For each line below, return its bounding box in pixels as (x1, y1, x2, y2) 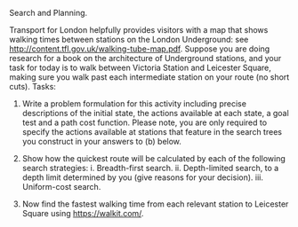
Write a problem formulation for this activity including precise (21, 98, 247, 109)
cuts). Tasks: (9, 82, 56, 91)
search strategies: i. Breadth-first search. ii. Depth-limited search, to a (21, 163, 279, 173)
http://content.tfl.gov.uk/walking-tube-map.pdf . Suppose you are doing (9, 43, 270, 54)
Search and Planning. (9, 8, 88, 18)
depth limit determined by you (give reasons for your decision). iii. (21, 172, 264, 183)
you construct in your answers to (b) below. (21, 137, 182, 146)
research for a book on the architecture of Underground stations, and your (9, 53, 282, 63)
